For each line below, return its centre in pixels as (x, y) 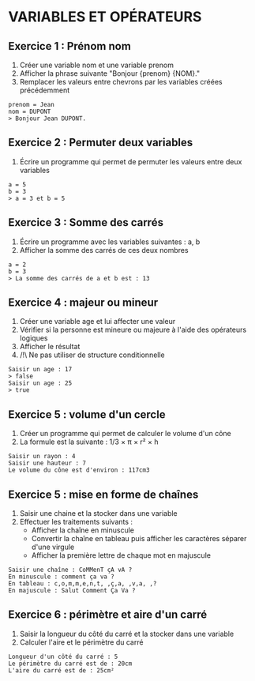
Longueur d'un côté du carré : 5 (63, 657)
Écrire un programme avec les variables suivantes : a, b (110, 242)
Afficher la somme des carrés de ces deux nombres (104, 250)
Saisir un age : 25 (40, 383)
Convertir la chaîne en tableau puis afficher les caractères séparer (139, 539)
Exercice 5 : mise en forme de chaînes (103, 494)
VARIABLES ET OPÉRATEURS (105, 17)
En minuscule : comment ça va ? (61, 577)
